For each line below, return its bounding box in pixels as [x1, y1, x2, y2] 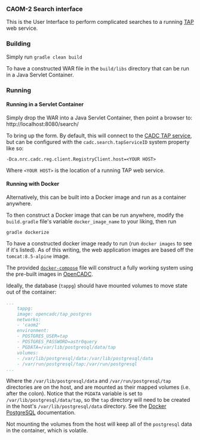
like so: [6, 144, 24, 152]
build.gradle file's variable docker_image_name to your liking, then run [6, 217, 177, 225]
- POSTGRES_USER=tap [17, 333, 68, 339]
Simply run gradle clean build [6, 53, 82, 60]
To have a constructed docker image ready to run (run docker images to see [6, 239, 192, 247]
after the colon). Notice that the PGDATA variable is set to [6, 390, 143, 397]
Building [6, 39, 31, 48]
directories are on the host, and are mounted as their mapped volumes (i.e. [6, 384, 190, 391]
